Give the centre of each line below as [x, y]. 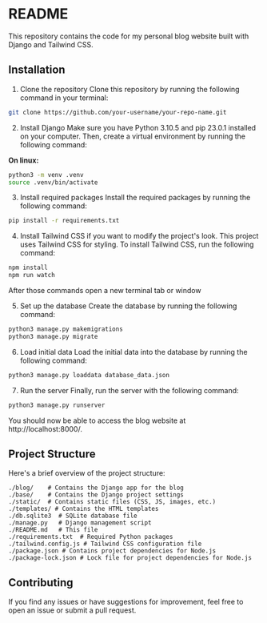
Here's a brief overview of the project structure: [87, 473]
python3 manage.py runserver [57, 405]
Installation [37, 70]
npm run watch [32, 275]
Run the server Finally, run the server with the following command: [129, 390]
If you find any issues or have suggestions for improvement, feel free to [126, 602]
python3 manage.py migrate [53, 336]
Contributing [41, 583]
